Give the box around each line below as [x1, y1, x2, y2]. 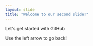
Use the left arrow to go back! [5, 35, 67, 41]
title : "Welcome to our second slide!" [5, 12, 89, 17]
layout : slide [5, 7, 35, 12]
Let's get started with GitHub [5, 25, 65, 31]
